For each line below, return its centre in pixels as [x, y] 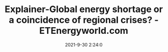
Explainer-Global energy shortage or [84, 9]
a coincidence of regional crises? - [84, 20]
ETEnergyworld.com [84, 31]
